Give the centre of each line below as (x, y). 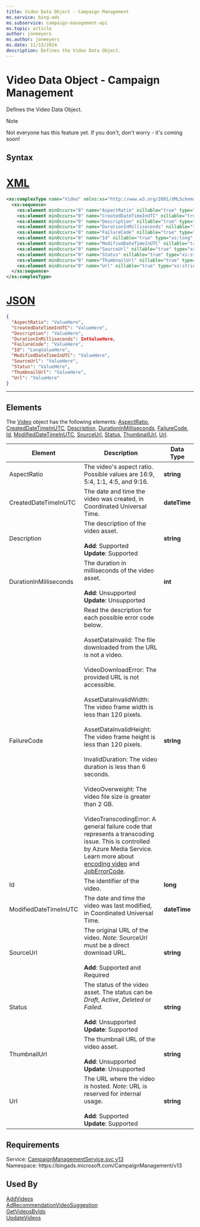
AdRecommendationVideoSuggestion (52, 1205)
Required (97, 975)
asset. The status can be (118, 992)
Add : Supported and (112, 968)
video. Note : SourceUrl (116, 938)
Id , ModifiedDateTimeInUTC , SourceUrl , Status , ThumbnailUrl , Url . (87, 435)
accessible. (100, 685)
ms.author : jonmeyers (33, 39)
